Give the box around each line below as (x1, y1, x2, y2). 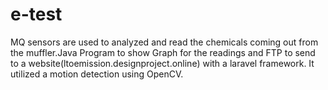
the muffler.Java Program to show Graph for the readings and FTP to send (10, 46, 316, 58)
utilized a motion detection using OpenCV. (10, 68, 184, 80)
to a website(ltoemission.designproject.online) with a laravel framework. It (10, 57, 315, 69)
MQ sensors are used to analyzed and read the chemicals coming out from (10, 36, 319, 48)
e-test (10, 3, 63, 26)
